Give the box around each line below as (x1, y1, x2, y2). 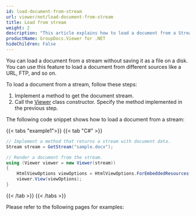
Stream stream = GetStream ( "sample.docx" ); (6, 144, 114, 149)
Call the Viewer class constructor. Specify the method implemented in (14, 98, 183, 105)
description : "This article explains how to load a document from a (6, 30, 176, 36)
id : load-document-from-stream (6, 8, 82, 15)
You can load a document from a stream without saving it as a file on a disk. (6, 57, 188, 64)
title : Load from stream (6, 19, 66, 25)
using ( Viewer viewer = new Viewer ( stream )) (6, 160, 116, 166)
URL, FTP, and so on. (6, 69, 57, 76)
